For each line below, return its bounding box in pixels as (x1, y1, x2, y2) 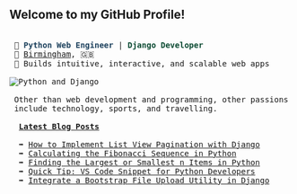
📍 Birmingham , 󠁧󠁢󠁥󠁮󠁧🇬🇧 (13, 48, 95, 59)
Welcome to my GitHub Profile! (9, 7, 186, 22)
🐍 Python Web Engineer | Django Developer (13, 40, 204, 50)
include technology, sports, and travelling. (13, 103, 218, 113)
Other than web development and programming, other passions (13, 94, 289, 104)
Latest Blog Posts (18, 121, 100, 131)
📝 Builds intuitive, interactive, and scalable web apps (13, 58, 270, 68)
